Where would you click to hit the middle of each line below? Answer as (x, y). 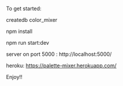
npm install (19, 31)
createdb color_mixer (32, 20)
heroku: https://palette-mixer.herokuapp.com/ (61, 65)
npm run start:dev (28, 43)
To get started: (24, 9)
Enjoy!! (14, 77)
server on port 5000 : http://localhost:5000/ (59, 54)
